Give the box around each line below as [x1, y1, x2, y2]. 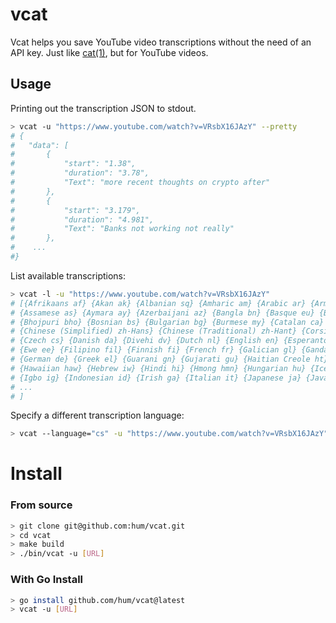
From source [10, 498, 73, 512]
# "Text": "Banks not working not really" [10, 224, 235, 234]
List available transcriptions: [10, 269, 127, 282]
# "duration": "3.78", [10, 168, 150, 178]
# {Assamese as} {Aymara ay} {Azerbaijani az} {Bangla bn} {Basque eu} [10, 308, 315, 318]
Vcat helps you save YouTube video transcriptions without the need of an [10, 36, 312, 48]
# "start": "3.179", [10, 205, 141, 215]
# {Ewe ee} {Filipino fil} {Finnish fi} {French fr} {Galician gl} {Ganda [10, 345, 329, 355]
